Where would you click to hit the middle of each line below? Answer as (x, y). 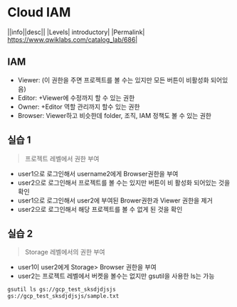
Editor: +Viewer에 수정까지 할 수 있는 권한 (76, 97)
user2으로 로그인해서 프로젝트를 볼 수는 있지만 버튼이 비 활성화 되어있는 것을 (124, 183)
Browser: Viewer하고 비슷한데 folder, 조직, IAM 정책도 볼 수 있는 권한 (115, 115)
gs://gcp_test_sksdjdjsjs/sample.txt (63, 296)
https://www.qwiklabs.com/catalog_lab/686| (73, 39)
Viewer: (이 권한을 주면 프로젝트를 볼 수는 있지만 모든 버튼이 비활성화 (113, 80)
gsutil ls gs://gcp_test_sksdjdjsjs (62, 290)
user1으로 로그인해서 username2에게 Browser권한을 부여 (98, 173)
